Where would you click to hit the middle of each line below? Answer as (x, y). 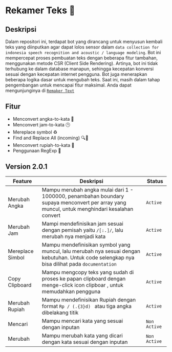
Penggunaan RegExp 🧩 (37, 150)
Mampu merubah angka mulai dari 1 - (88, 190)
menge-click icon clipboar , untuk (83, 285)
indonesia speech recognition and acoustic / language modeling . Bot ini (83, 52)
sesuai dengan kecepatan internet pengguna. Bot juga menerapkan (76, 74)
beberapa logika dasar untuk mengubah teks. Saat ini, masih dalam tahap (83, 80)
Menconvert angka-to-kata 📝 (43, 119)
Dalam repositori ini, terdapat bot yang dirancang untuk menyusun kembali (84, 41)
